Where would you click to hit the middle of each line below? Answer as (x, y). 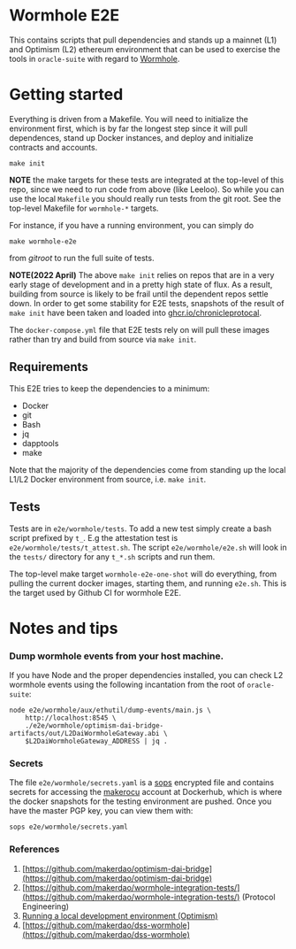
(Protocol (258, 897)
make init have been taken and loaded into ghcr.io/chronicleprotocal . (136, 312)
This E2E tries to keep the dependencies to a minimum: (110, 388)
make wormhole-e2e (43, 241)
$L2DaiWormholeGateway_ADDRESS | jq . (96, 741)
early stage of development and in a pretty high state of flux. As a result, (141, 284)
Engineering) (45, 906)
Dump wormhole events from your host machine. (116, 656)
